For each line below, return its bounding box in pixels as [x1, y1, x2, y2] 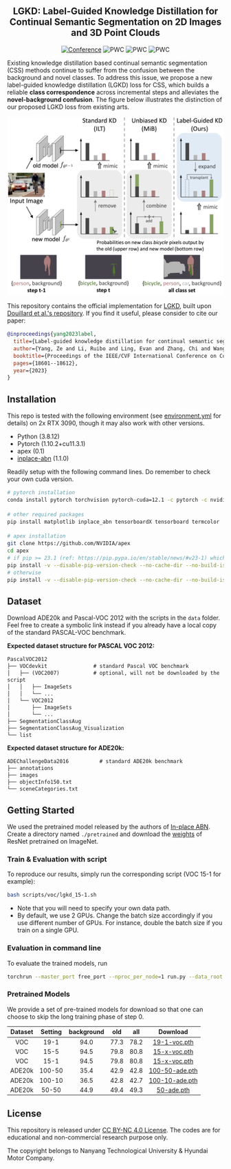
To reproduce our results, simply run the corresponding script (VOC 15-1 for [7, 870, 221, 878]
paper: [7, 316, 26, 325]
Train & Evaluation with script [7, 855, 107, 864]
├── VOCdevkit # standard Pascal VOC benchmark [7, 663, 189, 670]
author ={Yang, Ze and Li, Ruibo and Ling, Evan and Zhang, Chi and [13, 345, 211, 352]
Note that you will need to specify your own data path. [16, 904, 171, 913]
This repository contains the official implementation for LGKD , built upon [7, 302, 212, 310]
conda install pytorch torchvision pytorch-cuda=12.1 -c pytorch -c [7, 496, 208, 504]
